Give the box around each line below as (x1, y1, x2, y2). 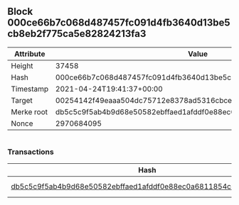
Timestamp (11, 84, 49, 94)
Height (11, 60, 33, 70)
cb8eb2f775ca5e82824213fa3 (7, 28, 147, 40)
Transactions (7, 147, 55, 157)
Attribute (14, 49, 46, 59)
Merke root (11, 106, 48, 116)
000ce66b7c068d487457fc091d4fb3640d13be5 (7, 17, 230, 29)
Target (11, 95, 33, 105)
